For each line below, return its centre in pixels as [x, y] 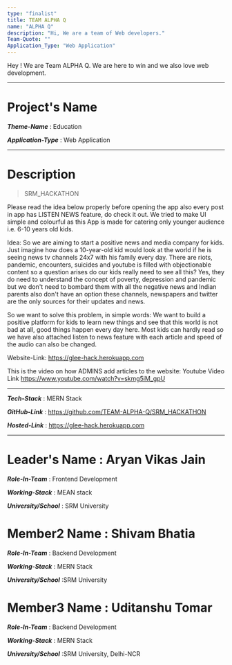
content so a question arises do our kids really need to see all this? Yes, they [116, 272]
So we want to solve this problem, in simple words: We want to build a [106, 314]
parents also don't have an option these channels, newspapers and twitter [113, 294]
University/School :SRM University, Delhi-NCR [74, 654]
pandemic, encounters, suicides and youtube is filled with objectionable [109, 265]
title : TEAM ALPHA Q [37, 20]
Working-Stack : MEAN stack [50, 492]
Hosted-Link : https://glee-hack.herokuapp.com [76, 425]
